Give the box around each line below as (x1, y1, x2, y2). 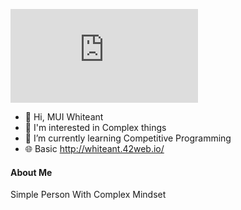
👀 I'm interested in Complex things (24, 122, 167, 133)
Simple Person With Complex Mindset (10, 189, 167, 201)
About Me (10, 166, 53, 178)
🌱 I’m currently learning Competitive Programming (24, 132, 232, 144)
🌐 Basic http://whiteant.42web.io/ (24, 143, 165, 154)
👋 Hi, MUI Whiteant (24, 111, 104, 123)
